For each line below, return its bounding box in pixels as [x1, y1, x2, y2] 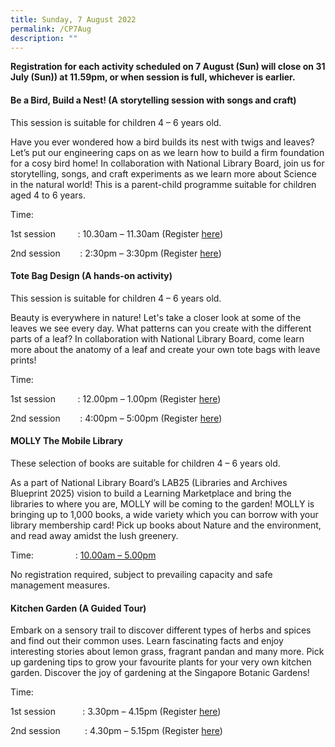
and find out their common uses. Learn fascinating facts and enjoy [10, 635, 284, 647]
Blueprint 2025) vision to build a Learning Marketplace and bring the [10, 487, 292, 499]
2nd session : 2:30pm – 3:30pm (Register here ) [10, 247, 222, 259]
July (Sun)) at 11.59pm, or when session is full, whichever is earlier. [10, 71, 296, 83]
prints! [10, 354, 37, 366]
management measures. [10, 579, 110, 591]
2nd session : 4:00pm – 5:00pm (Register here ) [10, 412, 223, 424]
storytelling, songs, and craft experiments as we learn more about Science [10, 167, 318, 180]
